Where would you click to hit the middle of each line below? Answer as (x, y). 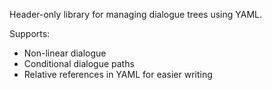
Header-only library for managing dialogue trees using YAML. (135, 14)
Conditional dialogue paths (79, 63)
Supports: (30, 33)
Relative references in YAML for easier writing (118, 74)
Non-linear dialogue (65, 53)
